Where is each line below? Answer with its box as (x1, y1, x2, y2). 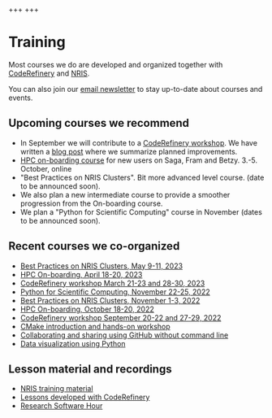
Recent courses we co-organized (8, 239, 180, 253)
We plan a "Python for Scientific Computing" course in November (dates (19, 207, 262, 216)
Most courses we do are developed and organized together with (8, 59, 223, 69)
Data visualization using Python (19, 338, 126, 348)
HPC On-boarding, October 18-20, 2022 (19, 304, 154, 314)
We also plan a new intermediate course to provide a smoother (19, 189, 231, 199)
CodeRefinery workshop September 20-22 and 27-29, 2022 (19, 312, 222, 322)
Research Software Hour (19, 401, 103, 411)
